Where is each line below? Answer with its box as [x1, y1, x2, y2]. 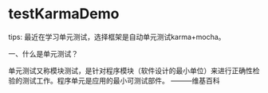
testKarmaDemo [8, 5, 120, 23]
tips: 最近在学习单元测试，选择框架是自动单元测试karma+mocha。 [8, 32, 226, 41]
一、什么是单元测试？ [8, 48, 78, 58]
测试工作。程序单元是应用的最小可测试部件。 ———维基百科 [22, 76, 220, 85]
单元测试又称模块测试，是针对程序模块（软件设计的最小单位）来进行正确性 [8, 65, 253, 76]
